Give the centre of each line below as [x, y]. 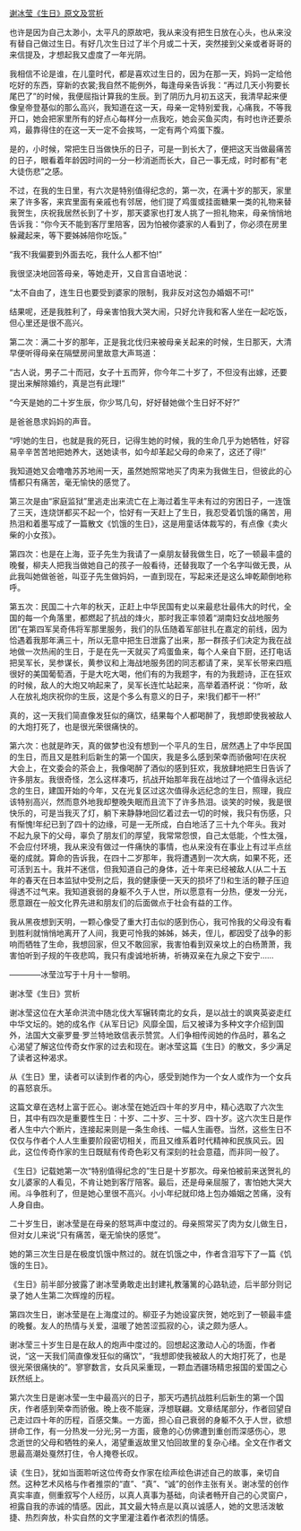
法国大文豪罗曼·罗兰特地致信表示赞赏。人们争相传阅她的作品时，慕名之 [155, 1035]
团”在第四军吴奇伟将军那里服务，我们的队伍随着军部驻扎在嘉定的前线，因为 [149, 629]
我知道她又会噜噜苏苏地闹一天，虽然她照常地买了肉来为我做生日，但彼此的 [146, 471]
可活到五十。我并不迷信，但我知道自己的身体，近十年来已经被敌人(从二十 [144, 869]
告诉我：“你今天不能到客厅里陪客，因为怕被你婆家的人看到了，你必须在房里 [149, 224]
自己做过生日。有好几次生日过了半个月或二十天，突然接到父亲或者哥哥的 [158, 44]
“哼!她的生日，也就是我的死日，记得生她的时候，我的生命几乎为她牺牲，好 [146, 441]
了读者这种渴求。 [41, 1058]
